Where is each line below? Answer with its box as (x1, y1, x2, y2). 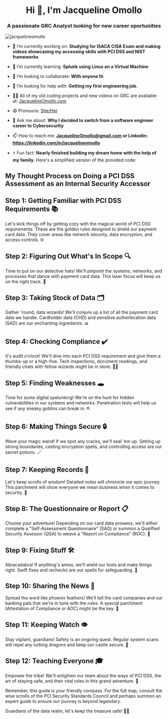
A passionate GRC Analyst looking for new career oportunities (6, 22, 161, 29)
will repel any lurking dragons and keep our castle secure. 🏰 (5, 641, 129, 647)
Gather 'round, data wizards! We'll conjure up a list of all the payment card (5, 309, 158, 315)
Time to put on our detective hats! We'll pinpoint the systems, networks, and (5, 267, 162, 274)
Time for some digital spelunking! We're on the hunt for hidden (5, 394, 134, 400)
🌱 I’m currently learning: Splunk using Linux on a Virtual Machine (12, 63, 148, 69)
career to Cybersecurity (12, 122, 64, 129)
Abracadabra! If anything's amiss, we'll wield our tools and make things (5, 562, 152, 568)
